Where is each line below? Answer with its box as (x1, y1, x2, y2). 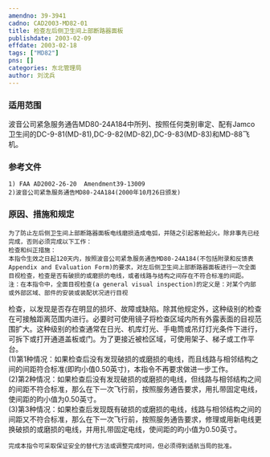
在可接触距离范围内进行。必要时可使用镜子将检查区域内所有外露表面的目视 (8, 314, 255, 324)
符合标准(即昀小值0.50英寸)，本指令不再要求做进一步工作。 (35, 364, 233, 373)
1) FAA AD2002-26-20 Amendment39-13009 (8, 180, 146, 189)
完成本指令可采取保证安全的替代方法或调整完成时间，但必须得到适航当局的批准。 (8, 442, 235, 450)
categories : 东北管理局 (8, 64, 82, 72)
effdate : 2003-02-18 (8, 42, 78, 50)
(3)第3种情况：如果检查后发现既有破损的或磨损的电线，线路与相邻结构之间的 (8, 404, 262, 414)
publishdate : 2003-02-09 (8, 34, 92, 43)
